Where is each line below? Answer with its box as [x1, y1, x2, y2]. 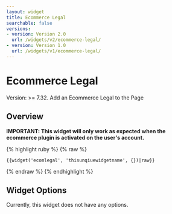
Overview [6, 112, 44, 122]
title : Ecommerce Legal [6, 14, 66, 20]
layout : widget [6, 8, 45, 15]
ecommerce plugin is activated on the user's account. [6, 134, 145, 141]
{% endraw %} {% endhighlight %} [6, 168, 94, 175]
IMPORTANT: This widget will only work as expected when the [6, 127, 166, 134]
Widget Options [6, 185, 67, 195]
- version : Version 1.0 [6, 43, 66, 49]
